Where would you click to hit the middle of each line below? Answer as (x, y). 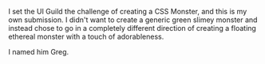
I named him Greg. (39, 52)
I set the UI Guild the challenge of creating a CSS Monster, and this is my (128, 11)
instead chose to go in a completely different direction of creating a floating (132, 28)
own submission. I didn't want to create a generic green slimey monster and (133, 20)
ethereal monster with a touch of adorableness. (86, 36)
